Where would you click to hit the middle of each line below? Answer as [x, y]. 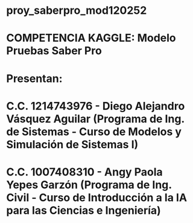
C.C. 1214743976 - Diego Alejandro [96, 106]
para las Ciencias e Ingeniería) [84, 210]
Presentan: [34, 78]
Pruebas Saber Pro [54, 51]
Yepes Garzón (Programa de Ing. [89, 185]
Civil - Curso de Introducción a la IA [97, 197]
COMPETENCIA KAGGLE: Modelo [91, 38]
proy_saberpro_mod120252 [77, 11]
